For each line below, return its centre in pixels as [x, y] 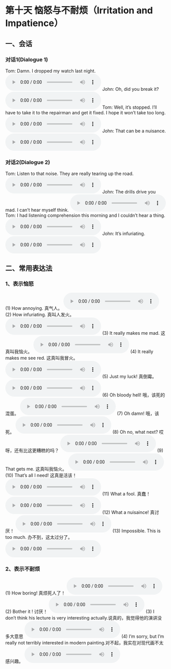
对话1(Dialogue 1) [27, 59]
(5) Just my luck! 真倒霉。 [129, 376]
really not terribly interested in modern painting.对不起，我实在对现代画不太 [84, 643]
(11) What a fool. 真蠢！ [126, 493]
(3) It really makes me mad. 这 [134, 333]
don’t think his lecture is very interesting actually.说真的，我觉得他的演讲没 [84, 618]
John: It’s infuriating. [124, 234]
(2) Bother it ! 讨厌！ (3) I [80, 612]
